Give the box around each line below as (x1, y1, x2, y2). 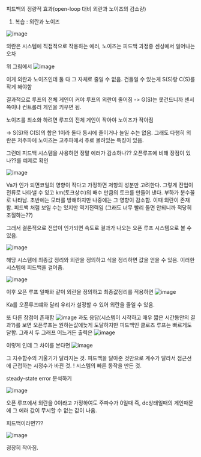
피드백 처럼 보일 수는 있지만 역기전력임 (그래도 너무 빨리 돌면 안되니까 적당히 (14, 204, 192, 211)
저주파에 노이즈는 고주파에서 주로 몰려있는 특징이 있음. (17, 137, 144, 143)
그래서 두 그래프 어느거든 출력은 (19, 329, 93, 336)
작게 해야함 (6, 83, 32, 90)
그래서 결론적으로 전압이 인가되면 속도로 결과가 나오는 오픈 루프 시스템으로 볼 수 (6, 225, 192, 231)
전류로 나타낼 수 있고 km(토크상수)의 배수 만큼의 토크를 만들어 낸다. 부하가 (6, 189, 179, 196)
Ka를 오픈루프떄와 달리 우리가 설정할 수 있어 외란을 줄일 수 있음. (6, 301, 155, 308)
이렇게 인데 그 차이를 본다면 (6, 342, 71, 349)
